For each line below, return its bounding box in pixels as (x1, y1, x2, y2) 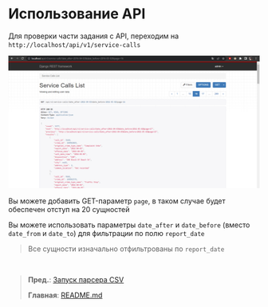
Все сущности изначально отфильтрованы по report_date (27, 244, 225, 254)
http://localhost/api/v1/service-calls (8, 41, 141, 49)
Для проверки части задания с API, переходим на (8, 31, 179, 41)
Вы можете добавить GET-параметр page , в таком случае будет (8, 196, 226, 206)
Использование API (8, 5, 146, 23)
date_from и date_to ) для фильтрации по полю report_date (8, 228, 205, 238)
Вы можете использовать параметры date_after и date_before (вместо (8, 220, 250, 230)
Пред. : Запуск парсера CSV (27, 274, 124, 284)
